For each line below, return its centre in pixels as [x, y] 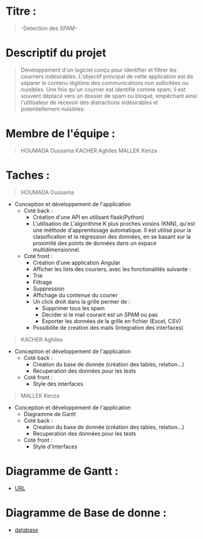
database [26, 530]
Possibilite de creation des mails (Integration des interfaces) [108, 327]
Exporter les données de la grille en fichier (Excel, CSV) [112, 321]
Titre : [21, 11]
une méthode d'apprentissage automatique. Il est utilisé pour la [112, 230]
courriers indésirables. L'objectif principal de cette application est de [107, 76]
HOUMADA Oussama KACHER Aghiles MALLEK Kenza [89, 151]
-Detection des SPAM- [49, 28]
